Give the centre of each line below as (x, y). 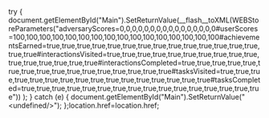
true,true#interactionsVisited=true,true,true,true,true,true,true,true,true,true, (134, 54)
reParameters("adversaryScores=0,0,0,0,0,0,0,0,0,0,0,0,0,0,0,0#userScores (133, 28)
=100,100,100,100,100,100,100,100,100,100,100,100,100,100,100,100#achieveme (134, 37)
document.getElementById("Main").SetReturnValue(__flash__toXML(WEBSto (134, 20)
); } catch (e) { (46, 97)
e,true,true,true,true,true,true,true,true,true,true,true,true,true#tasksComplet (134, 80)
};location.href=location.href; (112, 105)
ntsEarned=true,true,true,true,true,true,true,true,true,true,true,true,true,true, (134, 46)
